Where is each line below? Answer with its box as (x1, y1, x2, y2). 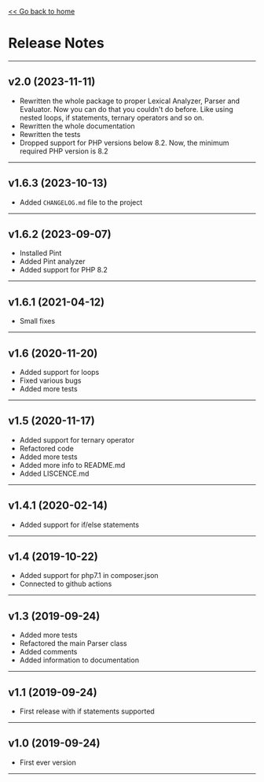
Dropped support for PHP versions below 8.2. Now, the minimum (19, 138, 229, 147)
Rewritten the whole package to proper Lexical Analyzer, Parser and (19, 96, 240, 106)
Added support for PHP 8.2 (19, 265, 108, 275)
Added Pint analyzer (19, 257, 86, 266)
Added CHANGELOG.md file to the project (19, 197, 143, 207)
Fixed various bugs (19, 376, 82, 385)
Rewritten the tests (19, 129, 81, 139)
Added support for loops (19, 368, 100, 376)
